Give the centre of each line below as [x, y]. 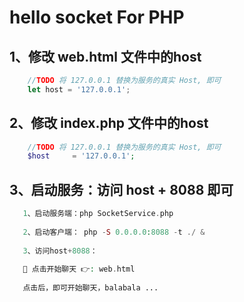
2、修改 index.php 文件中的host [109, 123]
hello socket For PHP [97, 17]
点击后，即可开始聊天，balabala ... [90, 288]
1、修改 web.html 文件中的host [105, 56]
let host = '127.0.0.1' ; [79, 89]
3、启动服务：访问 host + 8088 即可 [121, 189]
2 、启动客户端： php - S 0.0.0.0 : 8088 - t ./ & [114, 232]
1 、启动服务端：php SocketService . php [98, 214]
